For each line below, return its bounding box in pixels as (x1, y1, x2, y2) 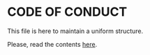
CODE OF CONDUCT (7, 4, 128, 20)
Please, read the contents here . (7, 40, 98, 48)
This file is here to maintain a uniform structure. (7, 27, 144, 35)
